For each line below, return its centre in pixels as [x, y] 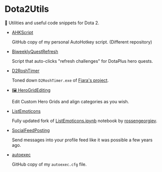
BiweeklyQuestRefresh [35, 51]
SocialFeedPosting [31, 130]
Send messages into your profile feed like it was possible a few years [82, 140]
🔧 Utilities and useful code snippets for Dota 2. [52, 23]
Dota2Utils [27, 9]
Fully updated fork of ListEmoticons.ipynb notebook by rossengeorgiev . [84, 121]
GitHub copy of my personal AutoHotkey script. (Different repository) [82, 42]
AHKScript [22, 32]
